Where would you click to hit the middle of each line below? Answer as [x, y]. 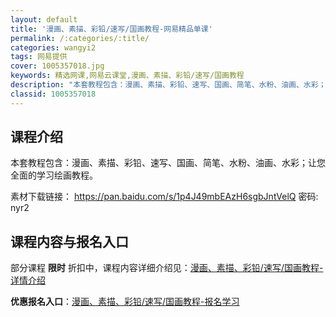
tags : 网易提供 [39, 57]
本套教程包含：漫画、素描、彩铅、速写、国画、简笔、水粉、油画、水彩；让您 [168, 163]
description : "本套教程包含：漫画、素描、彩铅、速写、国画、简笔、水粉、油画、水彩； [168, 85]
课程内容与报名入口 [69, 241]
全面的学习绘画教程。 [54, 175]
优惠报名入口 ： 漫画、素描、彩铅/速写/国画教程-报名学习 [125, 302]
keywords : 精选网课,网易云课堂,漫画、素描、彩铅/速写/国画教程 [127, 76]
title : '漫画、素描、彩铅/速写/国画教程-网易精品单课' [111, 29]
